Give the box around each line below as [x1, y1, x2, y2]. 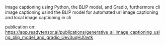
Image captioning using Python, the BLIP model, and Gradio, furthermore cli [5, 4, 161, 10]
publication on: [5, 24, 36, 30]
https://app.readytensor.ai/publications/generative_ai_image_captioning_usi [5, 29, 160, 35]
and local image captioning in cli [5, 15, 71, 20]
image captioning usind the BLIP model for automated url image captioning [5, 9, 159, 15]
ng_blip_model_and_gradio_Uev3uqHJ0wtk [5, 34, 93, 40]
